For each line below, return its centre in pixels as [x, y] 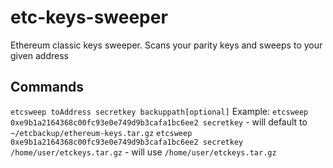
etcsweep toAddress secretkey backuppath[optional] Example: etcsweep [159, 111]
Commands [47, 87]
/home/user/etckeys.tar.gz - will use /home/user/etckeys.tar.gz [143, 152]
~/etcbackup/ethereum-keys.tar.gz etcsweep [101, 133]
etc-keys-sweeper [89, 17]
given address [39, 55]
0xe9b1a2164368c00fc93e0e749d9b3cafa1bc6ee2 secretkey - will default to [159, 122]
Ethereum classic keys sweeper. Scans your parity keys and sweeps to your [166, 45]
